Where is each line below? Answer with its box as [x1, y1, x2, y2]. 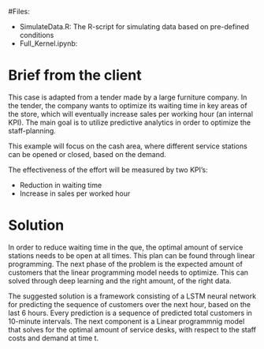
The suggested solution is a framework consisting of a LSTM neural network [8, 291, 257, 301]
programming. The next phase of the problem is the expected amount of [8, 259, 243, 268]
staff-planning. [8, 126, 57, 135]
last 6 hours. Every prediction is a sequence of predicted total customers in [8, 308, 252, 317]
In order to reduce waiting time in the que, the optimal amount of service [8, 242, 244, 252]
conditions [19, 31, 54, 39]
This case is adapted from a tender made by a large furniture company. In [8, 92, 247, 102]
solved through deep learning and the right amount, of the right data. [8, 276, 232, 285]
